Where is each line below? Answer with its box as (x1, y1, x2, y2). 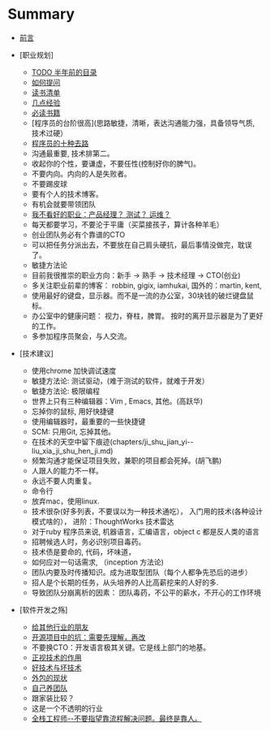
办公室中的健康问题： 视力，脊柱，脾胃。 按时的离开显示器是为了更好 (31, 310, 264, 321)
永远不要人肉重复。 (31, 476, 97, 486)
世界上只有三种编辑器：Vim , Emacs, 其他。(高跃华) (31, 396, 204, 406)
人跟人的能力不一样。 (31, 465, 103, 475)
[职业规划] (19, 50, 54, 59)
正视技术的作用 (31, 652, 82, 662)
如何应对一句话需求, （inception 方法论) (31, 557, 164, 567)
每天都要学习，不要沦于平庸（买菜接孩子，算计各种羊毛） (31, 219, 224, 229)
